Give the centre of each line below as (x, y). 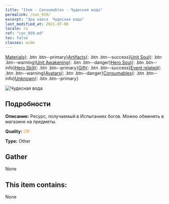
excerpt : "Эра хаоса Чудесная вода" (45, 19)
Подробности (28, 104)
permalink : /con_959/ (28, 15)
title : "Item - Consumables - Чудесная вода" (54, 10)
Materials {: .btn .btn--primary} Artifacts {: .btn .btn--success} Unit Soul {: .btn (84, 57)
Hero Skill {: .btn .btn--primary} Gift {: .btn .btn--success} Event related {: (88, 67)
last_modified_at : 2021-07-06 (37, 24)
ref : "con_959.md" (24, 33)
